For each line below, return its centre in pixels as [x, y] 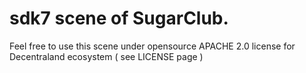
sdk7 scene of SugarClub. [119, 18]
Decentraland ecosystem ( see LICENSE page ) [106, 56]
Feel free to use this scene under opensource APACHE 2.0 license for [152, 46]
